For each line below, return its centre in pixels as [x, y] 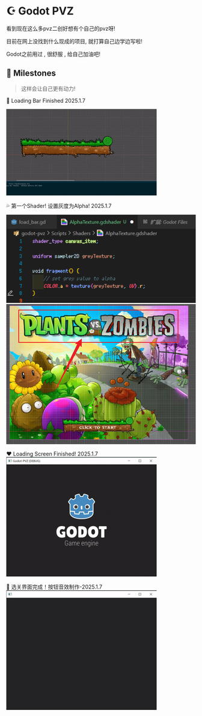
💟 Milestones [31, 73]
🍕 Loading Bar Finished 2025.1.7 [46, 100]
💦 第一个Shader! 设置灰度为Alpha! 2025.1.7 [59, 206]
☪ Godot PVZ [40, 11]
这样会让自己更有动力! [48, 88]
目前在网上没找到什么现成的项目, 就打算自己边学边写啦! [74, 41]
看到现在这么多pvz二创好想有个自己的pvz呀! [61, 28]
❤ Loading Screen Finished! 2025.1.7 [52, 454]
